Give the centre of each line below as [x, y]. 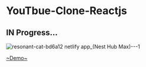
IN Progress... [32, 33]
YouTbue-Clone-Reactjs [67, 11]
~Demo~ [17, 58]
